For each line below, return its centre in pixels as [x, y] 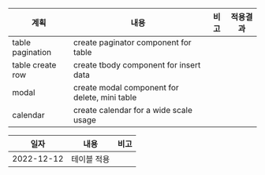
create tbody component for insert [137, 65]
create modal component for [126, 87]
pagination [32, 52]
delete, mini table [105, 97]
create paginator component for [132, 42]
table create [34, 65]
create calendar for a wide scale [133, 110]
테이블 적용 [90, 159]
